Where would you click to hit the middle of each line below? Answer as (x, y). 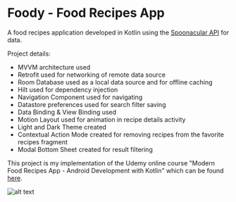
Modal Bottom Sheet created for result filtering (85, 149)
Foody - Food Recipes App (86, 13)
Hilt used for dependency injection (68, 89)
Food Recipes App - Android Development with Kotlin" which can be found (116, 170)
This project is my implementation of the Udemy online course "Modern (111, 163)
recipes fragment (43, 141)
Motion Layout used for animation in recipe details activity (101, 119)
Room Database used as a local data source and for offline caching (115, 82)
